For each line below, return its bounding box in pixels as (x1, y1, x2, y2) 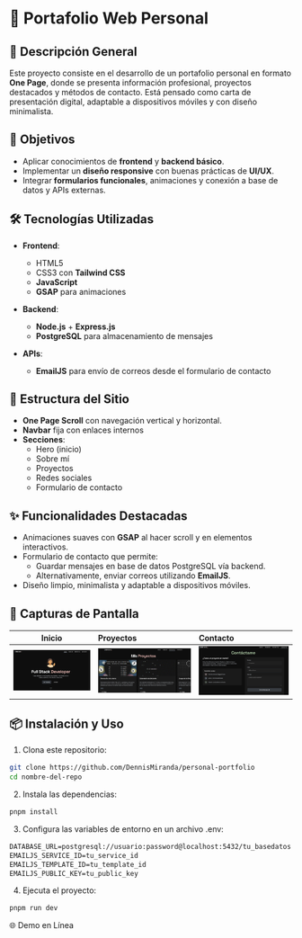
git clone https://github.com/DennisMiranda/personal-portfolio (9, 764, 255, 773)
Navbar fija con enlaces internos (22, 424, 144, 435)
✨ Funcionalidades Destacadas (9, 508, 188, 523)
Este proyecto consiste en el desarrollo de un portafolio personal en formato (9, 67, 292, 78)
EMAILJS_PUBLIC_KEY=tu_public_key (9, 870, 139, 879)
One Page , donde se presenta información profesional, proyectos (9, 77, 252, 88)
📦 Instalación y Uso (9, 716, 124, 731)
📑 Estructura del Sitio (9, 391, 130, 407)
